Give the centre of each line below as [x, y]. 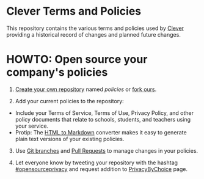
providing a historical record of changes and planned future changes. [94, 34]
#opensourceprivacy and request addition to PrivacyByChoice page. [101, 169]
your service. [32, 126]
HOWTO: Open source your [77, 60]
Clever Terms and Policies [74, 11]
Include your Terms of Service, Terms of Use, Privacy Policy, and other [104, 113]
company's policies [57, 72]
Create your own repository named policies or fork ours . [86, 89]
